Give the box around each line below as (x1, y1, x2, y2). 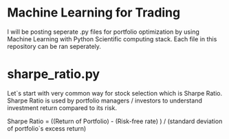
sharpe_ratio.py (7, 67, 100, 82)
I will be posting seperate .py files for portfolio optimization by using (7, 28, 199, 36)
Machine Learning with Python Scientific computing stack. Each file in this (7, 34, 217, 43)
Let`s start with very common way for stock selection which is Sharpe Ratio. (7, 89, 222, 97)
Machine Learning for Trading (7, 5, 181, 21)
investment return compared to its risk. (7, 103, 117, 111)
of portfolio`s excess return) (7, 124, 87, 132)
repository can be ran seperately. (7, 42, 102, 50)
